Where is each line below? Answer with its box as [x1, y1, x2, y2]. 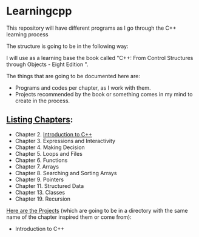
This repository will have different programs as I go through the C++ [6, 24, 177, 32]
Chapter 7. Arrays [15, 162, 59, 170]
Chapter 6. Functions [15, 156, 68, 164]
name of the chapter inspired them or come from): [6, 213, 132, 221]
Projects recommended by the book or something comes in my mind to [15, 90, 193, 98]
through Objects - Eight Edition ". [6, 61, 89, 68]
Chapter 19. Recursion [15, 195, 71, 202]
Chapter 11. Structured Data [15, 182, 84, 189]
